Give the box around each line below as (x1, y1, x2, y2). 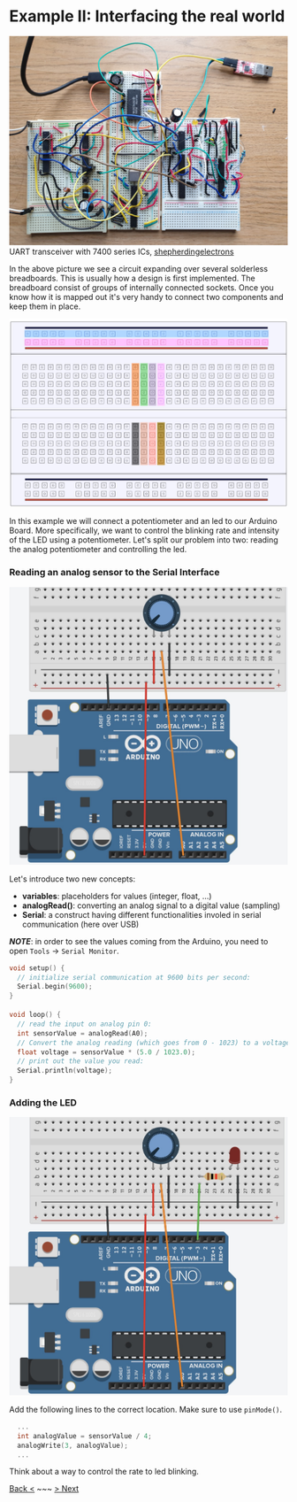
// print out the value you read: (17, 1057, 144, 1066)
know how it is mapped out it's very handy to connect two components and (9, 291, 284, 302)
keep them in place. (9, 301, 81, 312)
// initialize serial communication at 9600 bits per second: (17, 973, 251, 982)
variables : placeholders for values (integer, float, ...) (21, 890, 212, 901)
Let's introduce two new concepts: (9, 874, 135, 884)
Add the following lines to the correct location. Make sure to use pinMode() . (9, 1404, 283, 1414)
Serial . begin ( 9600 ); (17, 982, 93, 991)
